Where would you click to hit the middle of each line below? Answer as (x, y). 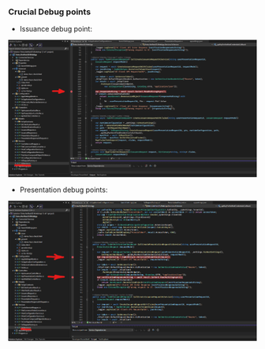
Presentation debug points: (63, 190)
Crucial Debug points (50, 12)
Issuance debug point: (56, 29)
